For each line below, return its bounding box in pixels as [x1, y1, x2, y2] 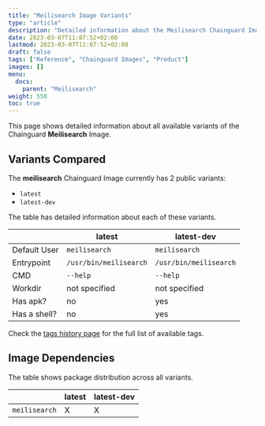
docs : [15, 77, 34, 85]
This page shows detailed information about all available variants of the [8, 121, 240, 131]
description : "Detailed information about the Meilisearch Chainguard [8, 26, 245, 34]
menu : [8, 70, 26, 78]
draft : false [8, 48, 51, 56]
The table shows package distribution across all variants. [8, 372, 193, 382]
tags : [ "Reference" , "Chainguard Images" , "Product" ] [8, 56, 189, 64]
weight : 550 [8, 92, 47, 100]
